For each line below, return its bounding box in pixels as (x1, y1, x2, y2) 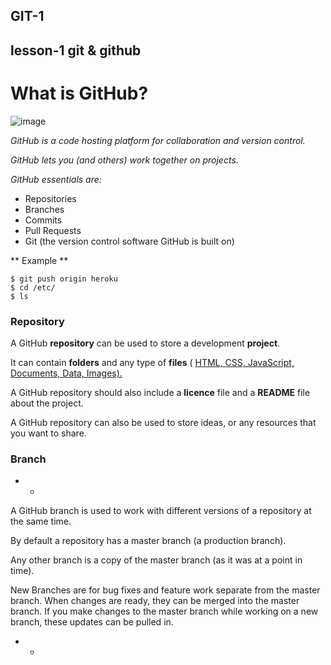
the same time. (10, 515, 72, 528)
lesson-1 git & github (10, 42, 142, 59)
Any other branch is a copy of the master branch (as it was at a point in (10, 554, 303, 566)
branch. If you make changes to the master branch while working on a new (10, 605, 319, 618)
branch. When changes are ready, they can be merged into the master (10, 595, 300, 607)
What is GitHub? (10, 82, 149, 104)
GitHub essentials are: (10, 173, 102, 185)
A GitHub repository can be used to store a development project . (10, 337, 281, 349)
